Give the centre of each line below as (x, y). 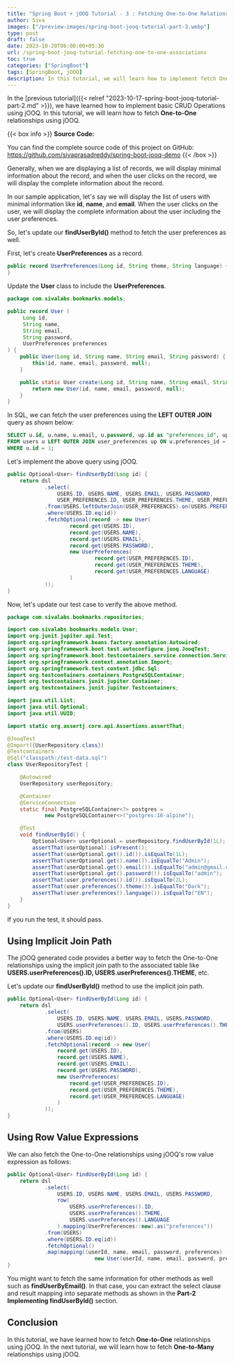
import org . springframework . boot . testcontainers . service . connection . (110, 655)
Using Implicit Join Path (60, 941)
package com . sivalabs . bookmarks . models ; (67, 299)
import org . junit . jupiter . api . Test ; (60, 636)
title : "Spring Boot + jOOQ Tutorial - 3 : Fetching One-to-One (102, 14)
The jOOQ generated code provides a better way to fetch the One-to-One (112, 958)
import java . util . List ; (42, 701)
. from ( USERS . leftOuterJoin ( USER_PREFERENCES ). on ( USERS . (127, 507)
